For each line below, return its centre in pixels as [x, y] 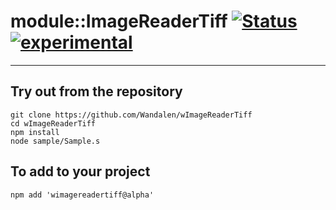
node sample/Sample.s [55, 141]
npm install [35, 132]
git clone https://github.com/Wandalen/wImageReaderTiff [131, 115]
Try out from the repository [96, 91]
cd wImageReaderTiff [53, 123]
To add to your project [80, 171]
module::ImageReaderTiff [119, 21]
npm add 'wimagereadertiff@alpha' [82, 195]
